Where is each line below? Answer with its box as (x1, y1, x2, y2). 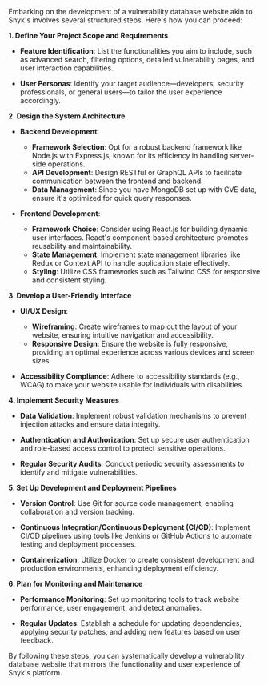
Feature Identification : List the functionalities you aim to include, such (19, 46, 253, 55)
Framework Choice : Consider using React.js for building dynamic (31, 224, 248, 234)
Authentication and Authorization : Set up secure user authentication (19, 435, 250, 444)
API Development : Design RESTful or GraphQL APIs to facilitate (31, 168, 242, 177)
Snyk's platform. (8, 668, 62, 677)
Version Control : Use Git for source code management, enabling (19, 499, 234, 507)
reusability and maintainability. (31, 242, 133, 250)
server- (230, 151, 254, 160)
